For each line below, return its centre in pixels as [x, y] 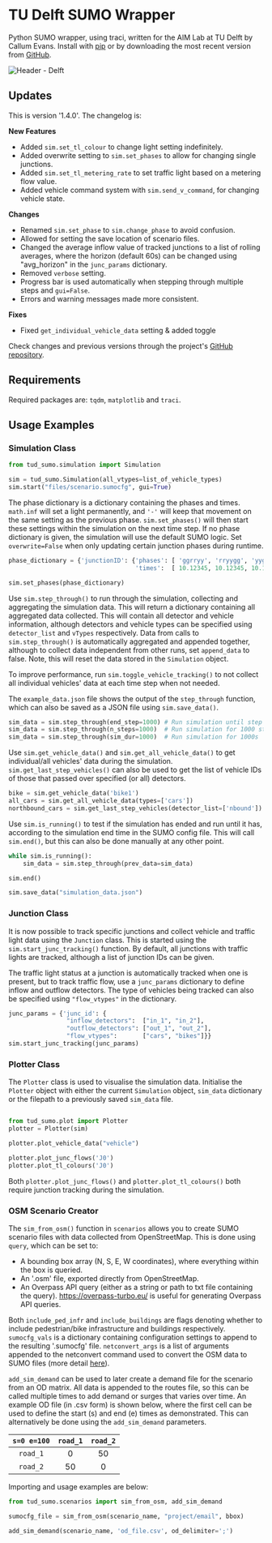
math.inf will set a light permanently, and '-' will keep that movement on [130, 511]
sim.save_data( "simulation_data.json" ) [76, 893]
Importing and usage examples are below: [78, 1486]
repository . [26, 354]
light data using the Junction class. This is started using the [108, 940]
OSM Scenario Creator [53, 1211]
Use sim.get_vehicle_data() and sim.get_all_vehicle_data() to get [122, 752]
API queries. [40, 1304]
